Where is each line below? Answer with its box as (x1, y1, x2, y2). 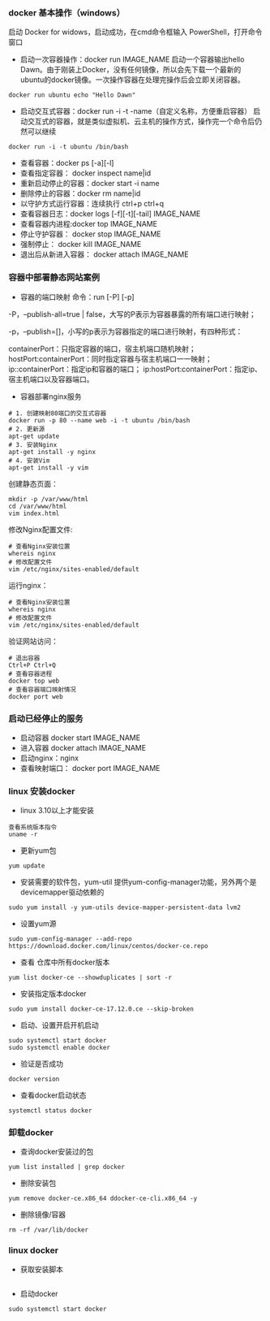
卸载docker (8, 1127, 54, 1138)
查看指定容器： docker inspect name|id (19, 168, 152, 178)
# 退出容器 (8, 654, 41, 662)
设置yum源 (19, 919, 57, 929)
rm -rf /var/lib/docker (8, 1226, 89, 1234)
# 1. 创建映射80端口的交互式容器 (8, 409, 107, 418)
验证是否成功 (19, 1059, 63, 1069)
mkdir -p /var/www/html (8, 495, 89, 503)
